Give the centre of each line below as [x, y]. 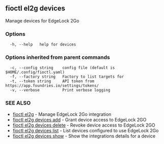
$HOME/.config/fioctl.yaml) [35, 73]
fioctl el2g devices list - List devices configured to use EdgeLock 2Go [86, 130]
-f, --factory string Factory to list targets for [67, 77]
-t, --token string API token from [52, 81]
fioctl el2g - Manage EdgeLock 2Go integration [62, 114]
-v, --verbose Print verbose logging [60, 90]
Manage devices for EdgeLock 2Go [42, 20]
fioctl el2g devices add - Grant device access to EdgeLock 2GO [79, 119]
